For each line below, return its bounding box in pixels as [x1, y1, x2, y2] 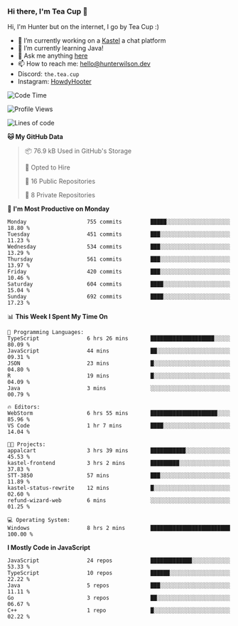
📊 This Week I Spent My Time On [7, 313, 108, 321]
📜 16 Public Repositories [24, 177, 96, 186]
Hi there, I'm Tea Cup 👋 [7, 6, 88, 16]
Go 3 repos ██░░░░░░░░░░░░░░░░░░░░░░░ [7, 595, 231, 602]
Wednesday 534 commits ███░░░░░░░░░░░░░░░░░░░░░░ [7, 244, 231, 251]
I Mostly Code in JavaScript [7, 543, 91, 552]
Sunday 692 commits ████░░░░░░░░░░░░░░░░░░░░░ [7, 293, 231, 301]
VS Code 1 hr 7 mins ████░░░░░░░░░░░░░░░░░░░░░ [7, 422, 231, 429]
